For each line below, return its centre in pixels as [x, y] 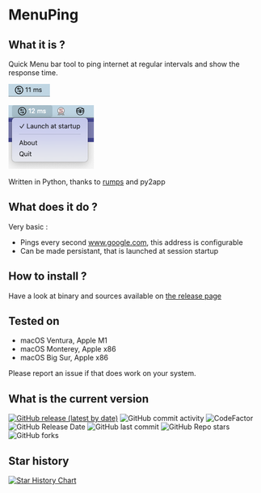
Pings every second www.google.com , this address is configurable [132, 242]
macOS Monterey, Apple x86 [68, 349]
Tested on [34, 321]
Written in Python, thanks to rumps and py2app [87, 182]
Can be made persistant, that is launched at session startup [119, 251]
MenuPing [44, 15]
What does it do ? [53, 207]
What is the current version [79, 399]
